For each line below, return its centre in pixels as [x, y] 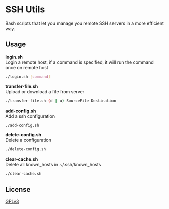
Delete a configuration [29, 140]
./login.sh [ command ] [28, 77]
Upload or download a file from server [45, 91]
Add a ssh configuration [30, 116]
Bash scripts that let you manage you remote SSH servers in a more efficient [84, 23]
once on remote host [27, 67]
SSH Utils [25, 9]
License [18, 190]
